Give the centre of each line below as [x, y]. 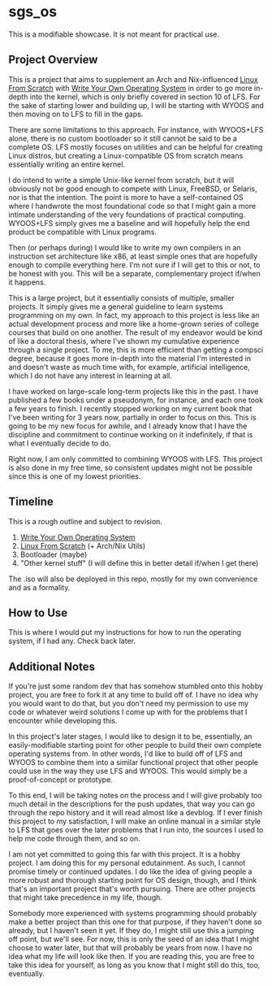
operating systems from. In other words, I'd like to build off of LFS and [125, 754]
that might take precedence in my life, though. [85, 897]
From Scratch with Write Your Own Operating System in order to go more [131, 88]
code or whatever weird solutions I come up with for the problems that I [128, 712]
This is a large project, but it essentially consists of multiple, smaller [121, 298]
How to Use [38, 612]
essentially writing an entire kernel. [67, 164]
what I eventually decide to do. [60, 443]
